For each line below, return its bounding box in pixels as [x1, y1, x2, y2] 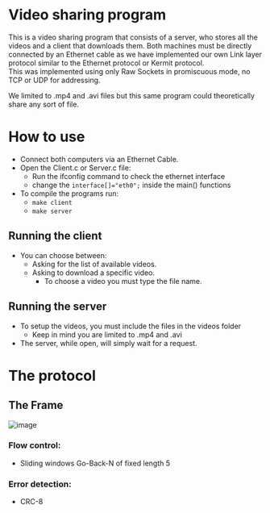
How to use [8, 127, 85, 146]
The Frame [8, 398, 64, 412]
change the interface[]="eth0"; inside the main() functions [31, 180, 231, 190]
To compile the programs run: [19, 188, 119, 198]
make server [31, 207, 73, 215]
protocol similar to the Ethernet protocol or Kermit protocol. [8, 58, 205, 68]
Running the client [8, 229, 102, 243]
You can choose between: [19, 250, 107, 260]
